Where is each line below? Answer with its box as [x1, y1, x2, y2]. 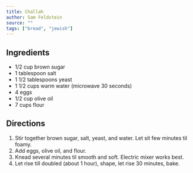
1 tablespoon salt [14, 70, 56, 77]
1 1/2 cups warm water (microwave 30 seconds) [14, 82, 132, 89]
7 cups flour [14, 101, 45, 109]
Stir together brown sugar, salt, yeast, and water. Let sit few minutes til [14, 134, 188, 141]
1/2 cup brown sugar [14, 63, 65, 70]
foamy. [14, 141, 32, 148]
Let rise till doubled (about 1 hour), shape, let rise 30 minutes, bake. [14, 159, 180, 167]
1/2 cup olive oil [14, 95, 53, 102]
